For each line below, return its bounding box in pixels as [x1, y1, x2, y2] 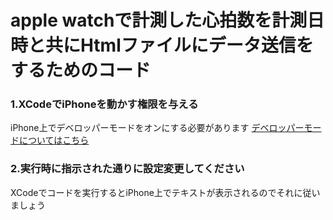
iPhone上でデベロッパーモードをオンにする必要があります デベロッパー [10, 122, 305, 134]
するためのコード [10, 59, 152, 82]
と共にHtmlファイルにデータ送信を [28, 34, 314, 57]
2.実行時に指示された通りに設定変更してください [10, 162, 245, 176]
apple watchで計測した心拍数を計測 [10, 9, 308, 32]
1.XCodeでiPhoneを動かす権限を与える [10, 97, 199, 111]
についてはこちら [18, 134, 90, 146]
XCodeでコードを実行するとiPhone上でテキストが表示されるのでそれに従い [10, 186, 321, 198]
